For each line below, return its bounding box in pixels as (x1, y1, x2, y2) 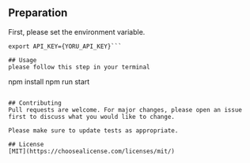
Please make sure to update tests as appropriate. (8, 126, 179, 135)
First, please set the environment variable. (8, 27, 146, 36)
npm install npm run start (8, 76, 90, 86)
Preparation (8, 6, 68, 20)
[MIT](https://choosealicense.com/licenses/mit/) (8, 147, 176, 155)
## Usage (8, 56, 37, 64)
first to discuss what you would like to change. (8, 113, 176, 120)
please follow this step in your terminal (8, 63, 150, 71)
